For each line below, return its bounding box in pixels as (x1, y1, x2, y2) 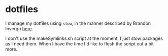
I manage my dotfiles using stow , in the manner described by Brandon (5, 20, 151, 26)
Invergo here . (5, 25, 33, 31)
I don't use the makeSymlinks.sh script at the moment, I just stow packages (5, 35, 163, 41)
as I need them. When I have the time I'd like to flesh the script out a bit (5, 40, 154, 46)
